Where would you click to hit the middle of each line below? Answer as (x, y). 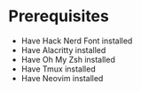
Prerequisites (59, 16)
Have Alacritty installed (63, 49)
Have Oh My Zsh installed (68, 59)
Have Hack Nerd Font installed (77, 41)
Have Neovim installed (62, 78)
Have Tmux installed (58, 69)
